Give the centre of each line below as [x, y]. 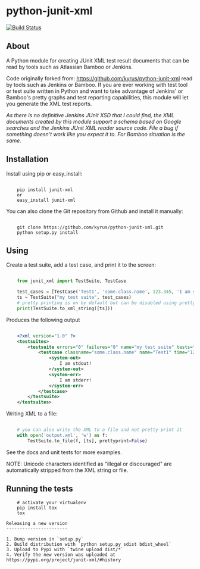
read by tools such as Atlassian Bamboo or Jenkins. [69, 67]
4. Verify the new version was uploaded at [61, 555]
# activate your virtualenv [51, 502]
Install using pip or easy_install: [44, 173]
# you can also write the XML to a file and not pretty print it [100, 430]
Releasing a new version [37, 523]
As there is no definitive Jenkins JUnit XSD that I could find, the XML [90, 115]
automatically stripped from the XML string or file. [67, 470]
